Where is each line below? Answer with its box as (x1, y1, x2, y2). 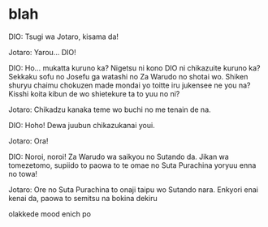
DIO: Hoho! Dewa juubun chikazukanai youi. (8, 120, 156, 130)
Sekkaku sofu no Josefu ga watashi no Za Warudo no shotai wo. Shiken (8, 71, 249, 81)
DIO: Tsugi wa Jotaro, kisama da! (8, 32, 119, 41)
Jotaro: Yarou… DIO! (8, 47, 77, 57)
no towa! (8, 169, 38, 178)
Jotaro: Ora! (8, 135, 49, 146)
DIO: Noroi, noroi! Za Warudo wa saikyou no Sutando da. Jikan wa (8, 152, 229, 161)
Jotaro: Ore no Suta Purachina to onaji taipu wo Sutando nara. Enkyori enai (8, 184, 258, 195)
